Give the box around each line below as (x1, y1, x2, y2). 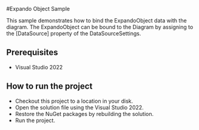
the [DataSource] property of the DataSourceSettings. (6, 30, 141, 37)
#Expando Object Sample (6, 5, 70, 12)
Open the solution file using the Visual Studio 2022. (15, 103, 144, 111)
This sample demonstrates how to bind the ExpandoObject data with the (6, 17, 187, 24)
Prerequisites (6, 47, 58, 58)
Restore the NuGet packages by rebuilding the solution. (15, 110, 154, 117)
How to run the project (6, 81, 93, 92)
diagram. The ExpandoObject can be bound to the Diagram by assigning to (6, 24, 194, 30)
